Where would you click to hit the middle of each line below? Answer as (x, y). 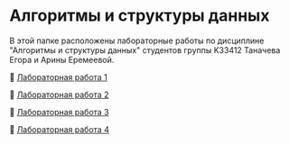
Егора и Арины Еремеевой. (62, 59)
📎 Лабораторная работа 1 (59, 76)
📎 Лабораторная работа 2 (59, 94)
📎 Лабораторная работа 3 (60, 112)
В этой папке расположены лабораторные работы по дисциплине (137, 40)
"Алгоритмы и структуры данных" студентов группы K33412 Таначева (145, 49)
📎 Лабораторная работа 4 (60, 129)
